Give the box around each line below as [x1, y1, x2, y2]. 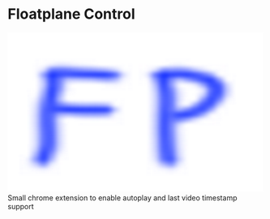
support [7, 201, 34, 211]
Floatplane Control [7, 5, 135, 24]
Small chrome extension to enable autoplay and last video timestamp [7, 192, 238, 203]
